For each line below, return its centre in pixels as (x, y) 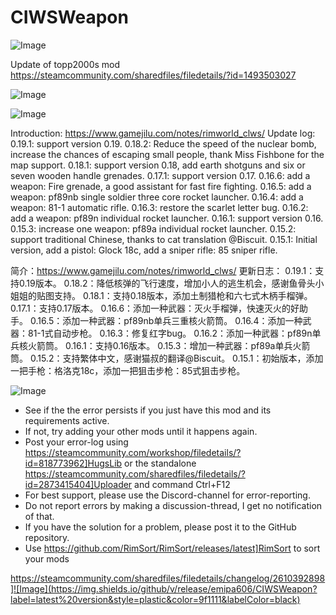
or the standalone (160, 463)
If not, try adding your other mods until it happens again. (141, 431)
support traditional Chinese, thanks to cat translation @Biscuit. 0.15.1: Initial (164, 239)
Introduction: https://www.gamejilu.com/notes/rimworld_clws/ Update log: (163, 133)
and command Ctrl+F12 (182, 484)
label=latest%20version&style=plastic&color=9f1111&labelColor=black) (155, 599)
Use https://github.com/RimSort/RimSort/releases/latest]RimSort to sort (172, 548)
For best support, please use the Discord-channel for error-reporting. (167, 495)
